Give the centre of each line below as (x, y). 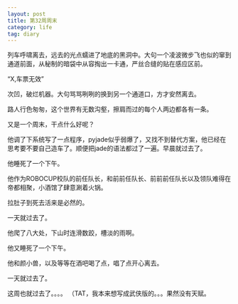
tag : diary (23, 34)
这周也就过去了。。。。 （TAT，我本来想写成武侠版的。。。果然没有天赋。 (109, 293)
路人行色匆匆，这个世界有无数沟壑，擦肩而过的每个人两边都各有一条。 (110, 109)
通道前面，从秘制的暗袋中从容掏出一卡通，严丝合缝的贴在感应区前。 (107, 64)
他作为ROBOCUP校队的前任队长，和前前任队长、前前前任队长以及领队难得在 (119, 179)
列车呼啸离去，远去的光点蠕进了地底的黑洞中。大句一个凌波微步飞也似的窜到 (119, 55)
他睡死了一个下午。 (36, 164)
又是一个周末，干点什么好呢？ (51, 125)
